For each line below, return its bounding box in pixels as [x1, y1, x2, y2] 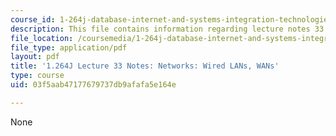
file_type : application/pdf [10, 42, 128, 53]
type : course [10, 71, 65, 81]
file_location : [10, 33, 74, 43]
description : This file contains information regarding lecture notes [10, 24, 311, 34]
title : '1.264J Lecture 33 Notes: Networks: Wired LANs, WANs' [10, 61, 280, 71]
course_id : [10, 14, 56, 25]
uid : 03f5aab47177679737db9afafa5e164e [10, 80, 177, 90]
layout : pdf [10, 52, 60, 62]
